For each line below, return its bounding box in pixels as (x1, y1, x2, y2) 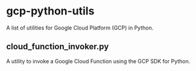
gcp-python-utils (6, 4, 95, 18)
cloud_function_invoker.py (6, 42, 109, 52)
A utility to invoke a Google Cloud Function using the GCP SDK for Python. (6, 57, 191, 64)
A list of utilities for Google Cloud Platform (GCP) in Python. (6, 24, 154, 31)
